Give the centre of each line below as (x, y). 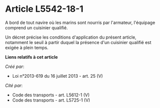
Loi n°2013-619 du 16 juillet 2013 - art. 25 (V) (58, 76)
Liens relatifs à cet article (32, 57)
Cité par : (14, 85)
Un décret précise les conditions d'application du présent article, (71, 37)
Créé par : (15, 66)
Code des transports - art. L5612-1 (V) (51, 95)
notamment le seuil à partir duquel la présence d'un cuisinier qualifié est (78, 42)
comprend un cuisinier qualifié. (36, 27)
